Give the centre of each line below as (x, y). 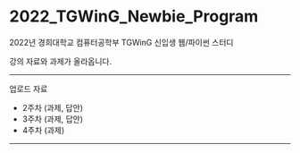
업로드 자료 (29, 89)
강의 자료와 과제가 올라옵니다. (61, 61)
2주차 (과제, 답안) (52, 107)
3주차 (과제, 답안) (52, 119)
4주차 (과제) (43, 130)
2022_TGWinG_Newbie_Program (134, 17)
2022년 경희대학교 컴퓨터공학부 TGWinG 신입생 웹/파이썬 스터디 (121, 42)
